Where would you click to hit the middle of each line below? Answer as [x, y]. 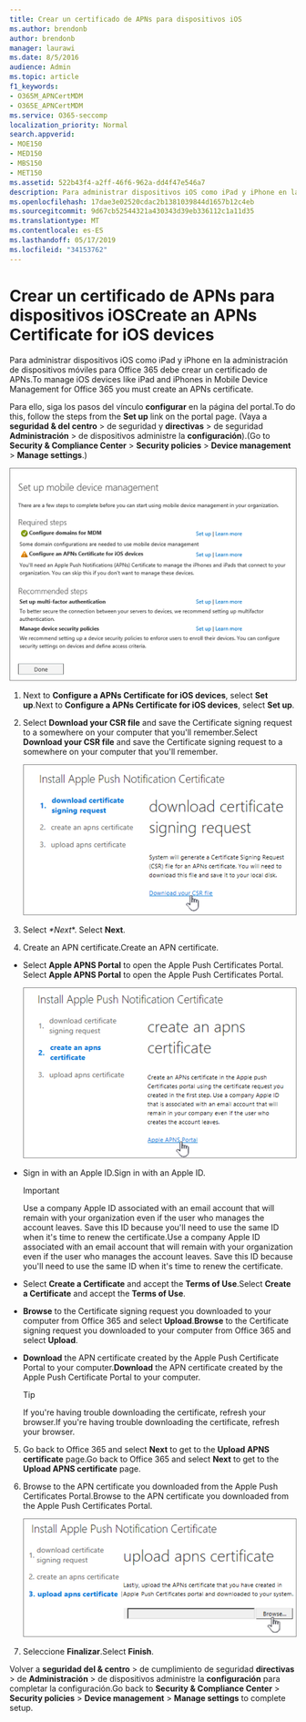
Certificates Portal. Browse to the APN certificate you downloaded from [156, 1496]
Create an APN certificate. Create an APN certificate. [121, 947]
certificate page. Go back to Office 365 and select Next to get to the [151, 1459]
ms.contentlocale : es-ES [56, 231]
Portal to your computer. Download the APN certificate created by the [153, 1367]
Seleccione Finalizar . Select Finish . [88, 1652]
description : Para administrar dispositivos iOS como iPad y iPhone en [148, 192]
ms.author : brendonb [49, 29]
